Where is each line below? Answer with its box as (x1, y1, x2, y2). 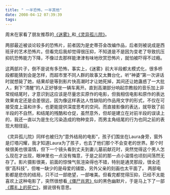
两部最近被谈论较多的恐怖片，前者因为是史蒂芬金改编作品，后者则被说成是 (5, 42, 160, 48)
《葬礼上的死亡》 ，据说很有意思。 (5, 184, 74, 190)
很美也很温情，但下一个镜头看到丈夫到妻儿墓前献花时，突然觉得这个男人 (9, 146, 160, 152)
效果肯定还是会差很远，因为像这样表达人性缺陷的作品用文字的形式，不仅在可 (5, 97, 165, 104)
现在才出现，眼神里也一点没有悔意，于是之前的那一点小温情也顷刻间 (9, 153, 152, 159)
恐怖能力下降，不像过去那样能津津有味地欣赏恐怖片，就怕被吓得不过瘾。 (14, 55, 165, 61)
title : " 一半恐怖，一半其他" (5, 7, 62, 13)
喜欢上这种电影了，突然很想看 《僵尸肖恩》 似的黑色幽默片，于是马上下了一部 (5, 178, 165, 184)
